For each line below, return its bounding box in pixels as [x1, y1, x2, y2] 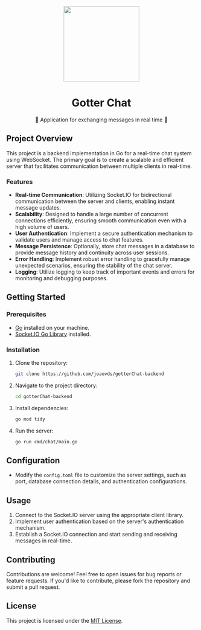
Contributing [6, 554, 56, 565]
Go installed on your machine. [14, 324, 89, 331]
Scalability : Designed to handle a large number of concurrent [14, 211, 168, 218]
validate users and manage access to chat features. [14, 236, 144, 243]
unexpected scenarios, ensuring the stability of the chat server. [14, 262, 173, 269]
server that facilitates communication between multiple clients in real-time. [6, 162, 192, 170]
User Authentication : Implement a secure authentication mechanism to [14, 230, 193, 237]
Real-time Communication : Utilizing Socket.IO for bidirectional [14, 191, 172, 199]
